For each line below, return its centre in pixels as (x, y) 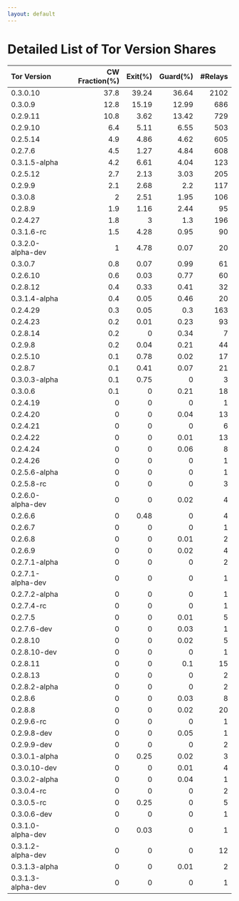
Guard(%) (176, 76)
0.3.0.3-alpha (34, 380)
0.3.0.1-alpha (34, 756)
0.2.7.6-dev (32, 629)
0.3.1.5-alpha (34, 162)
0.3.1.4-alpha (34, 298)
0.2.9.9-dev (32, 744)
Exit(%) (139, 76)
